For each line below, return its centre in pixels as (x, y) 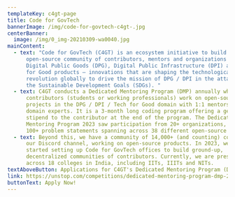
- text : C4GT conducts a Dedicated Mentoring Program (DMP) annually (117, 92)
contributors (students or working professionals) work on (113, 98)
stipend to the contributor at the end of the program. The (115, 117)
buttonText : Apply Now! (42, 182)
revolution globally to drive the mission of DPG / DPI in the (120, 79)
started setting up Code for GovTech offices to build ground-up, (124, 150)
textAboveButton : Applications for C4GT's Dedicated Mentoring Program (114, 169)
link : (15, 176)
